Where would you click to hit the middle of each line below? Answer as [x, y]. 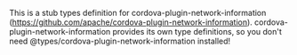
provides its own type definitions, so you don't [197, 31]
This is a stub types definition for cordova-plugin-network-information [138, 13]
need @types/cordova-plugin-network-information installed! [120, 41]
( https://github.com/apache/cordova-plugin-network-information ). [131, 22]
